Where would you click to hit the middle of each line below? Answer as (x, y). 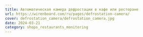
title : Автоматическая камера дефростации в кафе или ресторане (72, 9)
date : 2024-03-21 (23, 23)
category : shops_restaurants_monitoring (47, 27)
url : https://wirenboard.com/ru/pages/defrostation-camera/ (68, 14)
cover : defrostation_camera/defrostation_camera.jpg (60, 18)
